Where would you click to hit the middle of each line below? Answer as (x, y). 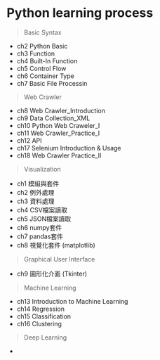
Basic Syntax (42, 32)
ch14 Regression (40, 309)
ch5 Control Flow (41, 68)
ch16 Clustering (39, 323)
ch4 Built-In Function (47, 60)
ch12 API (29, 140)
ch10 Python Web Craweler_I (58, 125)
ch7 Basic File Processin (52, 83)
